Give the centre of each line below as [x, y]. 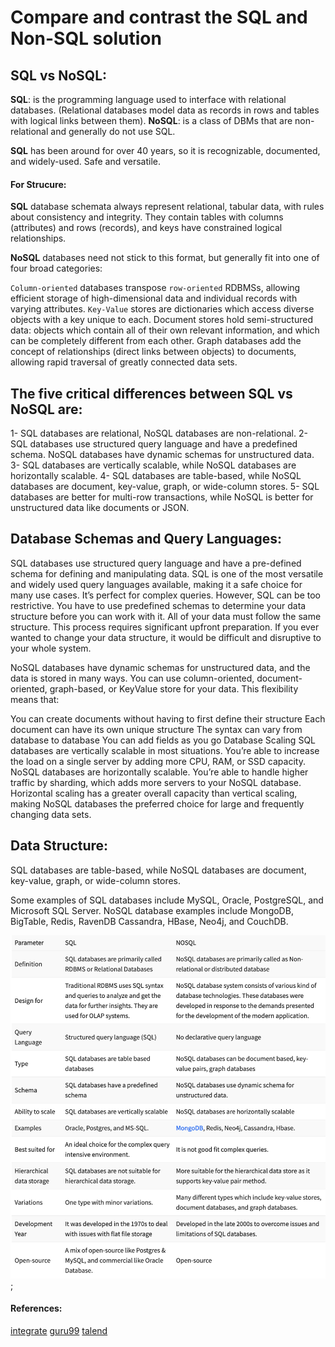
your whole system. [51, 648]
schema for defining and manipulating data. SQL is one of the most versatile [167, 573]
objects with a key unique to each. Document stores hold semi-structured [161, 320]
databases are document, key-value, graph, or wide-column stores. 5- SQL [165, 487]
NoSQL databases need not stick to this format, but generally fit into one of [165, 258]
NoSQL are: [46, 409]
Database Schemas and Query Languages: [146, 539]
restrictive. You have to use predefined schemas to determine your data [158, 605]
